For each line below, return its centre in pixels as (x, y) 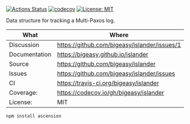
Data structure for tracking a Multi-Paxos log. (61, 20)
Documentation (30, 54)
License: (21, 102)
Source (19, 64)
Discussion (24, 45)
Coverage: (23, 93)
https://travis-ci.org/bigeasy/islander (108, 83)
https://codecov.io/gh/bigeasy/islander (111, 93)
